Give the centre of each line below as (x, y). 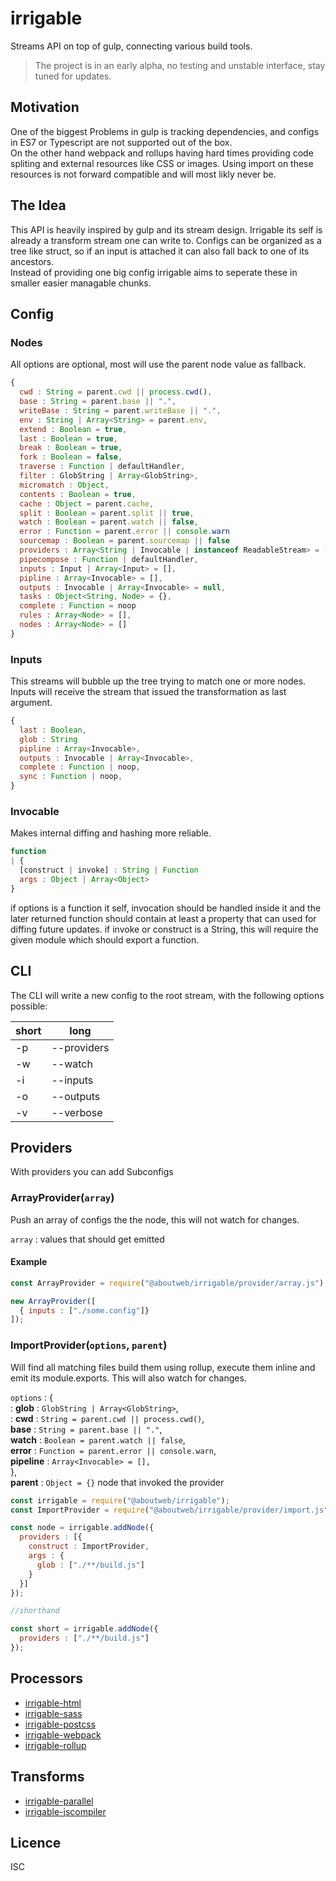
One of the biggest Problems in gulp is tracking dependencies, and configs (165, 131)
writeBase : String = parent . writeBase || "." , (120, 410)
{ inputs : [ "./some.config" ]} (84, 1310)
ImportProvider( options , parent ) (89, 1345)
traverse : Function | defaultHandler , (102, 467)
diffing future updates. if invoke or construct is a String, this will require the (164, 929)
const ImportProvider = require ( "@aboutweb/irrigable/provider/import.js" (169, 1510)
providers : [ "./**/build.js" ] (84, 1638)
